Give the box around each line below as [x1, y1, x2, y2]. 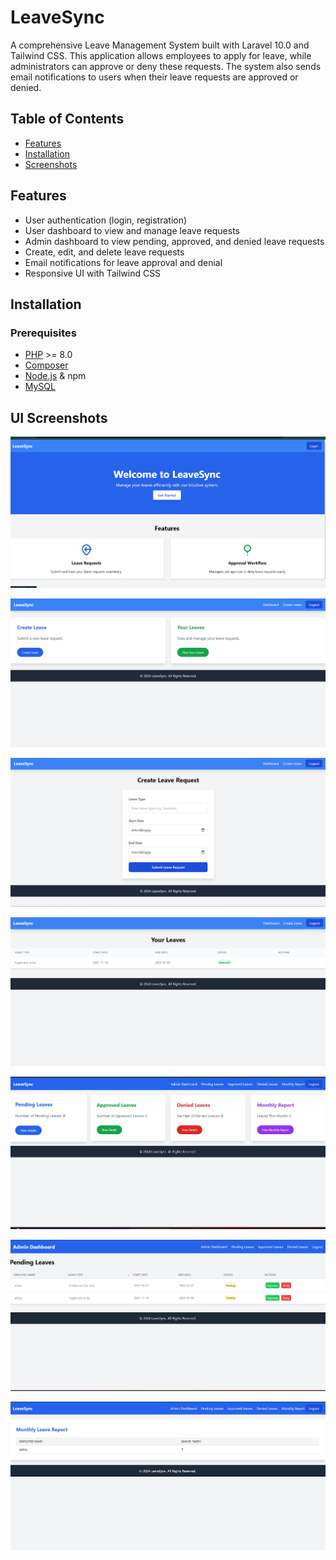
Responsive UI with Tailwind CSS [24, 267, 162, 279]
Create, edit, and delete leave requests [24, 246, 185, 258]
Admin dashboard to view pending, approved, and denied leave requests [24, 235, 325, 247]
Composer [24, 359, 69, 371]
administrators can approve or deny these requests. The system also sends [10, 60, 322, 72]
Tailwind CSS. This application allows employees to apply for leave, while [10, 49, 312, 61]
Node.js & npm [24, 370, 87, 382]
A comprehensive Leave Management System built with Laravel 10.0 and [10, 39, 310, 51]
